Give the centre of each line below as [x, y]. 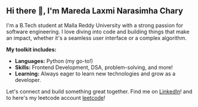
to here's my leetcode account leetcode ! [56, 97]
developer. [28, 80]
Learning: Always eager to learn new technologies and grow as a [95, 73]
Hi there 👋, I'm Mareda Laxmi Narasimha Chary [95, 11]
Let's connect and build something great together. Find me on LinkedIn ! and [99, 91]
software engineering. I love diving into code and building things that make [98, 32]
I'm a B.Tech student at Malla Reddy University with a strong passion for [95, 25]
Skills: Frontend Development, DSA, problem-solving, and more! [94, 67]
